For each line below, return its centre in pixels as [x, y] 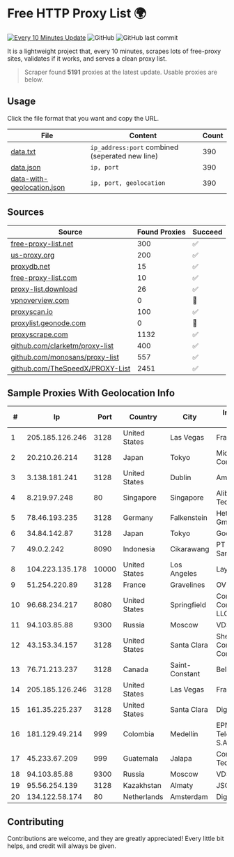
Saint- [181, 665]
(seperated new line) [124, 156]
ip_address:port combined [134, 147]
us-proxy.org [33, 255]
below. [34, 79]
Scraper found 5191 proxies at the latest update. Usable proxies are [121, 72]
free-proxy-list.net [42, 244]
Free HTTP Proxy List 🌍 [77, 14]
